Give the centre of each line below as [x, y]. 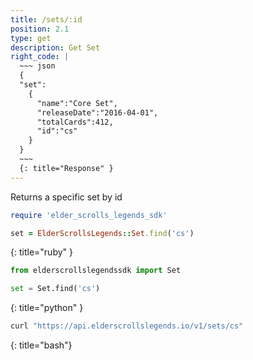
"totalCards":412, [75, 122]
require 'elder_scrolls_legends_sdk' [89, 215]
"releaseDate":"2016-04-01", [97, 112]
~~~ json [37, 66]
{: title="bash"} [41, 345]
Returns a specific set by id [66, 197]
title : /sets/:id [46, 19]
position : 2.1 [40, 29]
